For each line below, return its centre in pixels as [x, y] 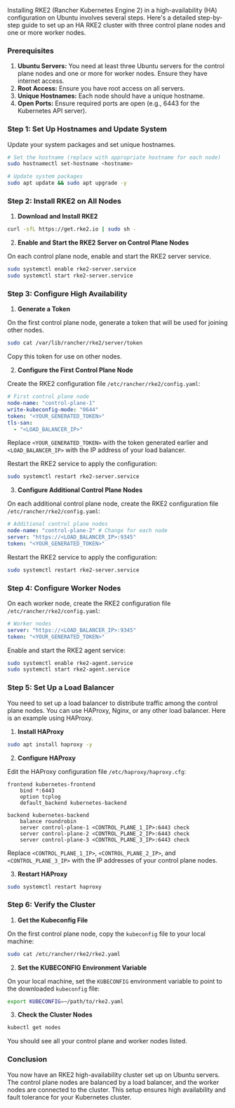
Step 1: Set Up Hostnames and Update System [87, 129]
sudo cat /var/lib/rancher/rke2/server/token [75, 343]
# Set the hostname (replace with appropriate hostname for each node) [114, 157]
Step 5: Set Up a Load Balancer [61, 688]
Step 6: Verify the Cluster [52, 905]
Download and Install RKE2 [58, 217]
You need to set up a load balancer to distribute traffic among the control [113, 703]
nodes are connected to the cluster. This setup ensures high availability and [116, 1090]
